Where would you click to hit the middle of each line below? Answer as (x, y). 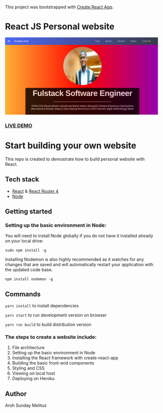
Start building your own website (71, 145)
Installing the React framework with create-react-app (65, 358)
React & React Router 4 (35, 191)
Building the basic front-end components (53, 363)
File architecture (28, 348)
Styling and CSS (28, 368)
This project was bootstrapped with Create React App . (59, 7)
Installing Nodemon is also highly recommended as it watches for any (74, 259)
